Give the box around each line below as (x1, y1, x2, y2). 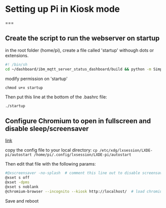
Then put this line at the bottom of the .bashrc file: (5, 94, 107, 100)
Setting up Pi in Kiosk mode (5, 3, 120, 15)
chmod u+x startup (5, 85, 43, 90)
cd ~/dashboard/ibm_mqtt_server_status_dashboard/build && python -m (5, 67, 152, 72)
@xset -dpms (5, 180, 30, 185)
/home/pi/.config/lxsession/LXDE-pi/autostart (34, 152, 132, 158)
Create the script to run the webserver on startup (5, 34, 160, 42)
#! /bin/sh (5, 62, 28, 67)
